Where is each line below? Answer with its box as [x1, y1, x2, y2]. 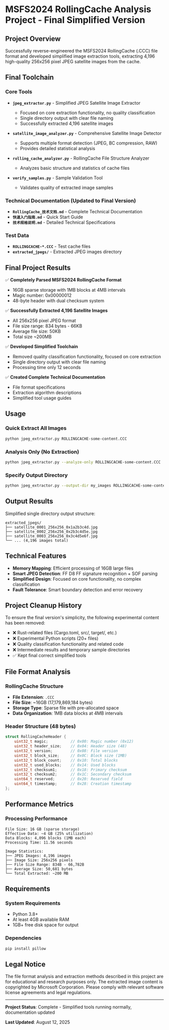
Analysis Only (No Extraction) [5, 448, 79, 455]
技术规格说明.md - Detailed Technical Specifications [12, 219, 116, 225]
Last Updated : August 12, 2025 [5, 1019, 70, 1025]
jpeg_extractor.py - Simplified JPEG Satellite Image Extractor [12, 100, 141, 106]
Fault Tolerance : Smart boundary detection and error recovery [12, 586, 143, 592]
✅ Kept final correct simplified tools [12, 652, 87, 659]
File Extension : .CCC [12, 694, 54, 700]
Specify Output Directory [5, 472, 68, 479]
